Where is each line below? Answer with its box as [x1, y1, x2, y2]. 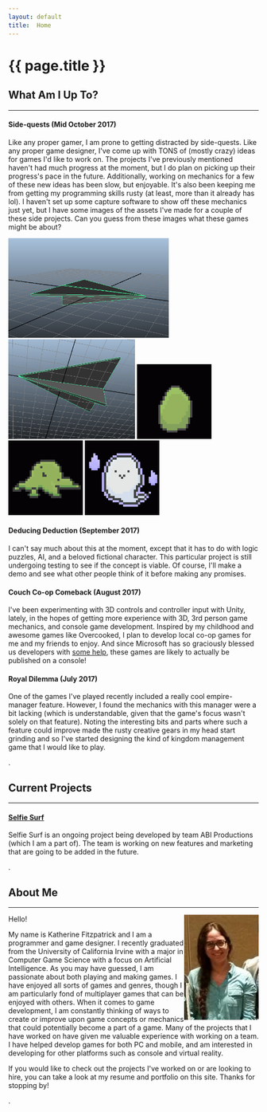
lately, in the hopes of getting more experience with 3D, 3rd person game [8, 614, 248, 623]
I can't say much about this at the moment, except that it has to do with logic [8, 543, 258, 553]
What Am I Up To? [8, 88, 99, 102]
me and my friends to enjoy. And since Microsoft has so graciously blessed [8, 639, 254, 649]
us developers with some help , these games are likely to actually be [8, 647, 230, 657]
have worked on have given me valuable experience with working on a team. [8, 1031, 260, 1041]
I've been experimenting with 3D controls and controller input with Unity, [8, 605, 246, 615]
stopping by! [8, 1081, 49, 1090]
